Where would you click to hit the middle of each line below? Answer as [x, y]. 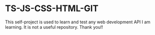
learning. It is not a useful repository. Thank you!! [54, 27]
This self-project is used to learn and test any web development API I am [78, 22]
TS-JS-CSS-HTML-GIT [52, 9]
